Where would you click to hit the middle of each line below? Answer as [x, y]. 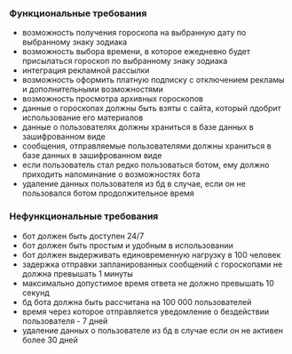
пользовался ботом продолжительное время [108, 193]
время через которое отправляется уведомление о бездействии [146, 311]
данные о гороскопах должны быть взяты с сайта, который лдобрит [151, 109]
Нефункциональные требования [84, 216]
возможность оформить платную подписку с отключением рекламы [153, 80]
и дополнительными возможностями [93, 89]
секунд [36, 293]
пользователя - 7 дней [65, 321]
